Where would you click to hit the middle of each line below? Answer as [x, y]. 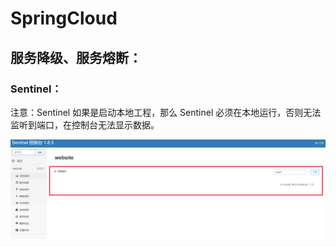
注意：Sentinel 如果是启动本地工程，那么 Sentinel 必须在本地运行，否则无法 [166, 112]
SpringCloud [64, 18]
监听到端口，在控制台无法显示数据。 [85, 124]
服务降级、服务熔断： [76, 57]
